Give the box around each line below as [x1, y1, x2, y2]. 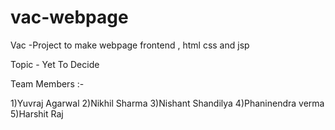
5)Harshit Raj [10, 107, 64, 120]
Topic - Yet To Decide [10, 58, 100, 70]
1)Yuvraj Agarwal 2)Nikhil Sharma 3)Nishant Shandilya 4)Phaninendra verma [10, 97, 325, 109]
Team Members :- [10, 77, 85, 90]
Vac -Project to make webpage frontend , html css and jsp [10, 39, 250, 51]
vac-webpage [10, 6, 129, 29]
